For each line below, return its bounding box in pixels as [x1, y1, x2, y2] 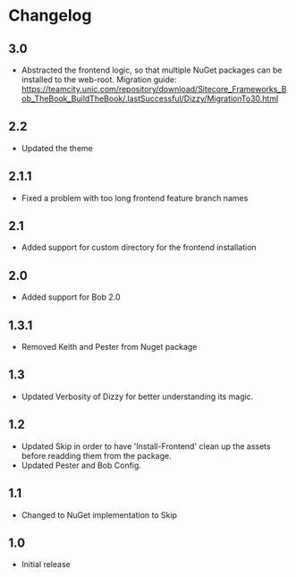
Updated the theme [21, 142, 93, 153]
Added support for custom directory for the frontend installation [21, 242, 257, 253]
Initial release [21, 559, 71, 570]
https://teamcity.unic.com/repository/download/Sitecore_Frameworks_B [21, 84, 287, 94]
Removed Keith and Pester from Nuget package [21, 342, 198, 352]
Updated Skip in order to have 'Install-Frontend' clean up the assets [21, 440, 271, 452]
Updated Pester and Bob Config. [21, 460, 142, 471]
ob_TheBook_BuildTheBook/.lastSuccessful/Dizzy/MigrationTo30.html [21, 93, 279, 104]
